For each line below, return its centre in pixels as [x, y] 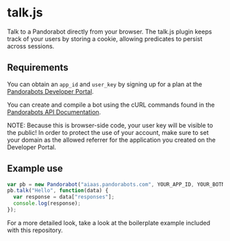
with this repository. [35, 230]
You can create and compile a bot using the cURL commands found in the [111, 105]
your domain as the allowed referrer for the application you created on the [111, 140]
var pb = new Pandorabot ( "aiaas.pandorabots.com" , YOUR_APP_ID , [101, 184]
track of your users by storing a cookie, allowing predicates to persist [105, 38]
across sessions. [31, 46]
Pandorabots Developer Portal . [51, 91]
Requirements [38, 67]
